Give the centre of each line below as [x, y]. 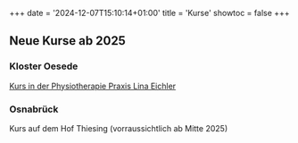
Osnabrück [34, 109]
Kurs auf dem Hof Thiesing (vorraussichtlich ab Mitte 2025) [119, 128]
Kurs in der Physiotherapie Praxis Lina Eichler [93, 86]
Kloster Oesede [44, 66]
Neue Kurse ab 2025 [68, 41]
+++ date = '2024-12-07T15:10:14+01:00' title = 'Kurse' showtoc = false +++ [149, 13]
